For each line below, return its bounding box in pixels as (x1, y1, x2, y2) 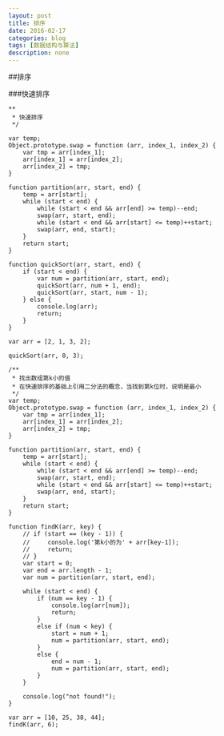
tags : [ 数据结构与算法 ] (8, 42, 79, 50)
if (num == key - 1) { (37, 594, 113, 602)
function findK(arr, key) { (8, 523, 102, 531)
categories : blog (8, 34, 66, 42)
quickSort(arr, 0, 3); (8, 352, 84, 360)
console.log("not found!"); (22, 693, 116, 701)
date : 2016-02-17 (8, 26, 66, 34)
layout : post (8, 11, 52, 20)
